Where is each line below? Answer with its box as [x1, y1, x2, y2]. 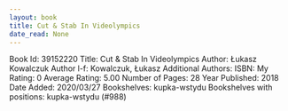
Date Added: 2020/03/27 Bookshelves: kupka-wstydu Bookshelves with [9, 82, 273, 93]
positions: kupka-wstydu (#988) [9, 91, 127, 102]
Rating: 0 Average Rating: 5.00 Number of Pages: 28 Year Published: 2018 [9, 73, 279, 83]
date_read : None [9, 29, 69, 38]
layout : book [9, 12, 58, 22]
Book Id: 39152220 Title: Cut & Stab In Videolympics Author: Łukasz [9, 54, 257, 65]
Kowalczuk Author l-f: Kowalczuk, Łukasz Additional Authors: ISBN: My [9, 63, 269, 74]
